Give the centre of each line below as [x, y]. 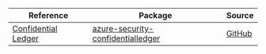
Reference [48, 15]
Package [155, 15]
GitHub [239, 33]
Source [240, 15]
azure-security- [123, 29]
